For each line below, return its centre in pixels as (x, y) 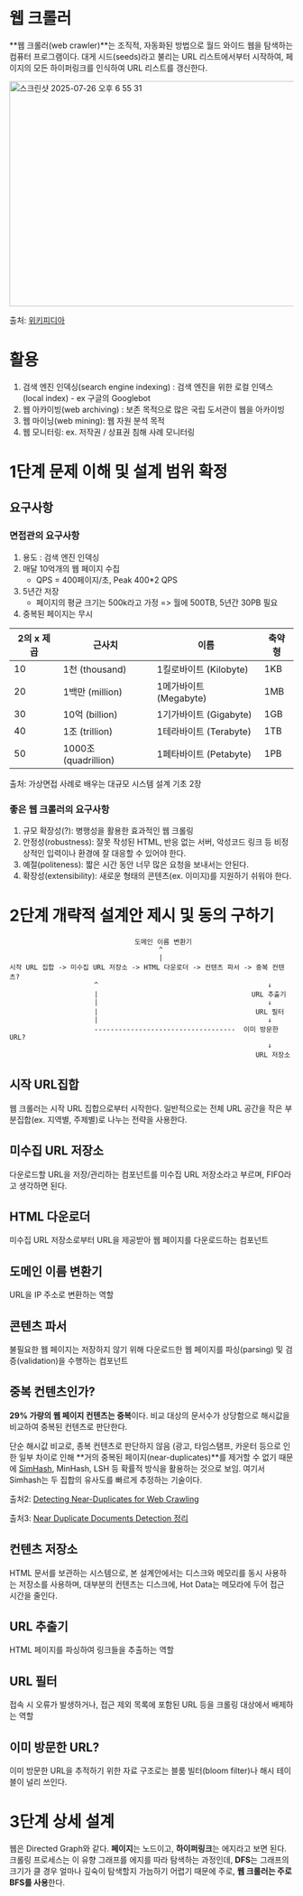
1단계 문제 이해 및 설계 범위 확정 (119, 472)
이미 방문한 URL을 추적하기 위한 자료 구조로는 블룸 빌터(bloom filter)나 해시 (142, 1770)
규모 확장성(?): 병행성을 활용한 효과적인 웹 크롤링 (108, 831)
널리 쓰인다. (46, 1782)
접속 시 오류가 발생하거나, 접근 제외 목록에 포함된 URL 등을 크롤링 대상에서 (140, 1705)
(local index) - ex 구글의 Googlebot (87, 397)
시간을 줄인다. (34, 1595)
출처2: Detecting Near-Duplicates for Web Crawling (105, 1499)
